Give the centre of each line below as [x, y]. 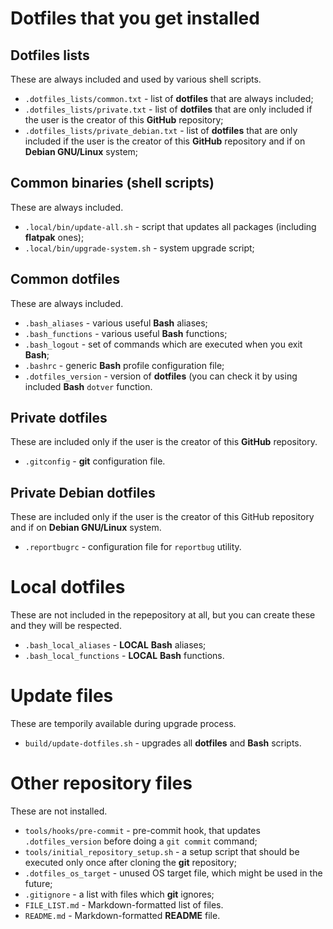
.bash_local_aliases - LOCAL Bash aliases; [115, 645]
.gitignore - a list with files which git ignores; [119, 894]
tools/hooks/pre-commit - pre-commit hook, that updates [142, 831]
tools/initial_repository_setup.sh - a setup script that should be [162, 852]
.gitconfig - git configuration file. [95, 461]
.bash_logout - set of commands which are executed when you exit [163, 344]
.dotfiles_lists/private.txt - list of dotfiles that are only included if [168, 109]
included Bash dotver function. [88, 386]
